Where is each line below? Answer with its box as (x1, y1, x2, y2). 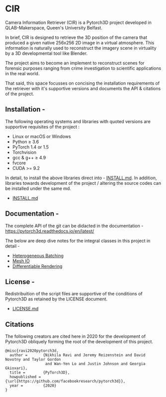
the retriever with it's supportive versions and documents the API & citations (5, 85, 161, 91)
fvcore (12, 160, 26, 166)
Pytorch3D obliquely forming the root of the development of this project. (5, 339, 153, 345)
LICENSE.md (12, 306, 39, 312)
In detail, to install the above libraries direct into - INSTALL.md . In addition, (5, 175, 157, 181)
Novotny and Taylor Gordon (5, 357, 61, 362)
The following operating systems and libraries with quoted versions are (5, 118, 151, 125)
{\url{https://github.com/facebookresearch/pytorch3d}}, (5, 379, 126, 384)
